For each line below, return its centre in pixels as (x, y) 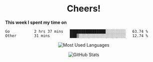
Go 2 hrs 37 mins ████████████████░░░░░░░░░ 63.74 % (77, 31)
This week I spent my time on (36, 22)
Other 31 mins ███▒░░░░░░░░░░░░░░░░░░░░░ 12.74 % (77, 36)
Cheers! (84, 9)
